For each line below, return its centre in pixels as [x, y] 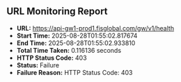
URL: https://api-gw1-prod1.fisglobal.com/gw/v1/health [95, 28]
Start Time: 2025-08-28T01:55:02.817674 [77, 35]
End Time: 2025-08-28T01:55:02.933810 [76, 43]
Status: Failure [38, 65]
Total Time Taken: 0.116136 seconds [69, 50]
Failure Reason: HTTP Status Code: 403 [74, 72]
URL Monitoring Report [57, 11]
